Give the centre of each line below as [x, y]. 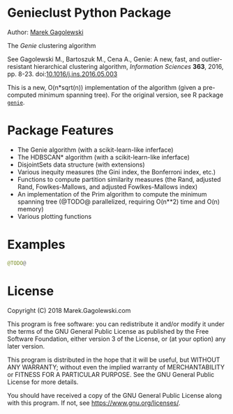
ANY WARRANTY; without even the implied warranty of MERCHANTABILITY [116, 367]
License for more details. [43, 382]
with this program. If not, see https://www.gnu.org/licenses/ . [94, 403]
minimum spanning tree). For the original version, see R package [131, 95]
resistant [20, 66]
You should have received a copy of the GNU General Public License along [114, 395]
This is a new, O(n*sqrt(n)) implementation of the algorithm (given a [104, 87]
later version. [26, 346]
